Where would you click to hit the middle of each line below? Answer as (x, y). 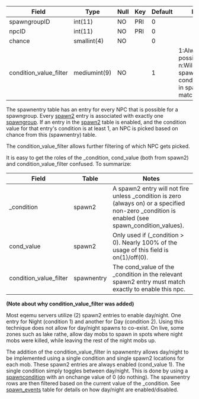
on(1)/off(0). (130, 257)
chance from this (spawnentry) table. (51, 135)
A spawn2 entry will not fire (151, 189)
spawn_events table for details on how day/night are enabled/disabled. (92, 390)
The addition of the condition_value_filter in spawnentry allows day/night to (97, 352)
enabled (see (131, 218)
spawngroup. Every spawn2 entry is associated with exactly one (85, 116)
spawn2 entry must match (149, 282)
